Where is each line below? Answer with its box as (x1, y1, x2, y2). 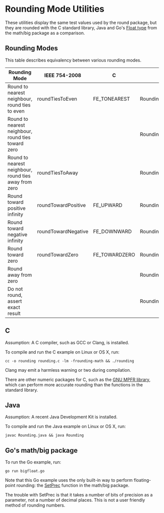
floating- (133, 477, 151, 483)
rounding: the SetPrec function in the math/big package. (16, 483, 129, 489)
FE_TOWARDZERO (93, 251, 135, 258)
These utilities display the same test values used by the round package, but (5, 20, 157, 25)
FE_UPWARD (93, 201, 123, 208)
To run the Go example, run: (5, 459, 61, 465)
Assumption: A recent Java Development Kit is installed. (5, 414, 118, 420)
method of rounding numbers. (5, 502, 65, 508)
